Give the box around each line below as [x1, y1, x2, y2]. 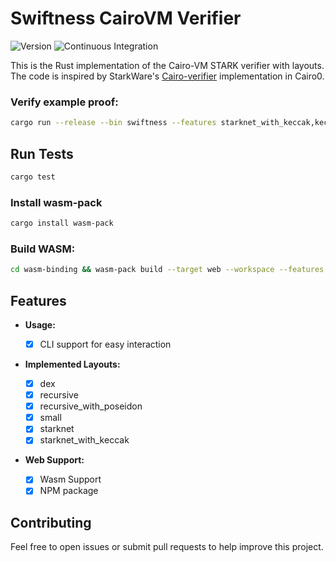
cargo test [10, 172, 56, 182]
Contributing [10, 514, 92, 531]
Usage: [24, 318, 56, 331]
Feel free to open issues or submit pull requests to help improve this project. [10, 541, 324, 553]
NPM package [39, 485, 99, 497]
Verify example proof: [10, 95, 119, 109]
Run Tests [10, 145, 74, 162]
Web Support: [24, 454, 85, 466]
